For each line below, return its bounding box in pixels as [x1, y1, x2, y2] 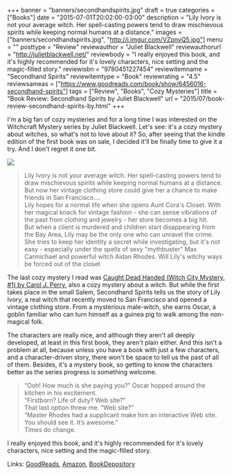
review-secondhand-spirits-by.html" [7, 102, 111, 110]
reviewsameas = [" [7, 80, 61, 87]
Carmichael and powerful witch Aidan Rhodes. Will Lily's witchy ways [24, 253, 223, 260]
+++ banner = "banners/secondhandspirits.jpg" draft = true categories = [7, 6, 215, 14]
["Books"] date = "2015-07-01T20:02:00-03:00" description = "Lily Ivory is [7, 13, 222, 22]
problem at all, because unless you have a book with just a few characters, [7, 346, 220, 353]
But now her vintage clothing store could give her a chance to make [24, 186, 217, 194]
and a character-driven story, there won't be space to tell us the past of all [7, 353, 220, 361]
